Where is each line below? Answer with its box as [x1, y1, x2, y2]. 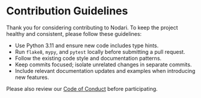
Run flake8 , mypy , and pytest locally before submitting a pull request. [14, 48, 185, 55]
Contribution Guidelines [6, 4, 128, 18]
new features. [14, 73, 49, 81]
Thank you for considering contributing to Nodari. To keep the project [6, 24, 178, 31]
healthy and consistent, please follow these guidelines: [6, 30, 142, 37]
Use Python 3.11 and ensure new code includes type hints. [14, 42, 159, 49]
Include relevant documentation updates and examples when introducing [14, 67, 196, 74]
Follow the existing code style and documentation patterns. [14, 54, 162, 62]
